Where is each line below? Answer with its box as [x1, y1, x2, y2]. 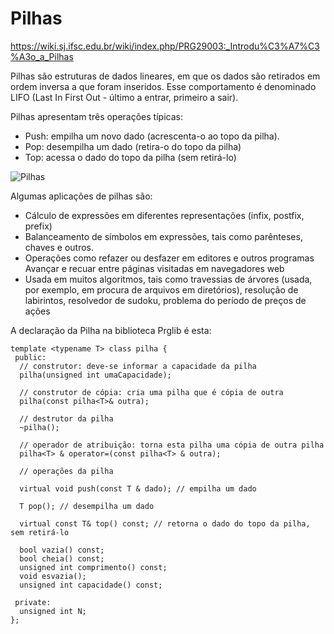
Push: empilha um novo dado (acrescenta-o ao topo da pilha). [24, 130, 280, 142]
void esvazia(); [19, 571, 87, 581]
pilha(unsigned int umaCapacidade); [19, 370, 172, 380]
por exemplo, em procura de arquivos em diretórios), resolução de [24, 283, 299, 296]
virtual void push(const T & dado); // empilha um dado [19, 483, 257, 494]
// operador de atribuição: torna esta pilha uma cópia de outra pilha [19, 440, 325, 450]
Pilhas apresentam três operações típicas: [10, 110, 183, 122]
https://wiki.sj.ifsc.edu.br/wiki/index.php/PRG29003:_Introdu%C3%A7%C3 [10, 40, 320, 52]
